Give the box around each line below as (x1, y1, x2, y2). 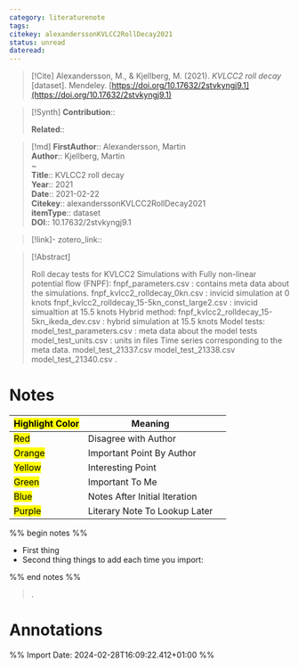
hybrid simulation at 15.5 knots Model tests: (106, 316, 265, 327)
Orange (13, 447, 45, 460)
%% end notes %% (9, 572, 82, 583)
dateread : (9, 46, 46, 55)
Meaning (131, 418, 170, 430)
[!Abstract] (30, 251, 71, 263)
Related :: (30, 124, 65, 135)
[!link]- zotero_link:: (30, 234, 102, 245)
